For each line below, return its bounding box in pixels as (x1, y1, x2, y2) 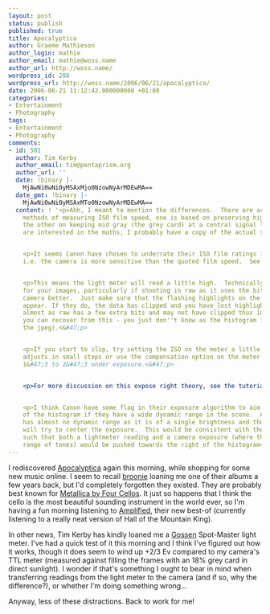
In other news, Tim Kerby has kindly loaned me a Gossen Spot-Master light (8, 530, 257, 539)
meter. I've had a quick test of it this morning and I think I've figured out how (8, 538, 261, 547)
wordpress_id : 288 (8, 72, 70, 80)
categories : (8, 94, 48, 102)
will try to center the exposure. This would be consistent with (22, 426, 250, 434)
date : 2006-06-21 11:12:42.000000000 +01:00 (8, 86, 160, 95)
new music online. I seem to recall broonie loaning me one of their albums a (8, 471, 259, 481)
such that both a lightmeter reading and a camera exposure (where (22, 433, 253, 441)
